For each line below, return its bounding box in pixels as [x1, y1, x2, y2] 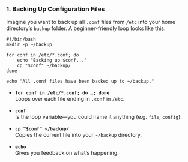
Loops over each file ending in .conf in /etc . [14, 95, 125, 103]
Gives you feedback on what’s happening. [14, 149, 119, 157]
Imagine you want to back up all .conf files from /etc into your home [6, 19, 176, 26]
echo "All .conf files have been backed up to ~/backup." [6, 79, 154, 85]
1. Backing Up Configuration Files [6, 5, 105, 13]
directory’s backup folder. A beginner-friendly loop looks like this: [6, 25, 166, 32]
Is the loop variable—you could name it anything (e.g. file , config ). [14, 113, 182, 121]
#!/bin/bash [6, 37, 36, 43]
